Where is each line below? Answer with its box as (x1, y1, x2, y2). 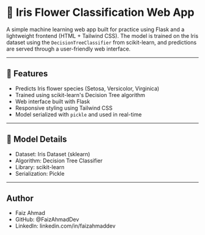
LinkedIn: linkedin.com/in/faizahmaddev (15, 222, 116, 230)
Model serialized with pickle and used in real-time (15, 110, 142, 118)
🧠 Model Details (6, 134, 67, 145)
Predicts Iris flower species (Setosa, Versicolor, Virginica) (15, 85, 160, 92)
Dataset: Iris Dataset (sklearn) (15, 150, 90, 157)
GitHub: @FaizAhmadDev (15, 216, 79, 223)
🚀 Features (6, 68, 48, 79)
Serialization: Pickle (15, 170, 65, 177)
